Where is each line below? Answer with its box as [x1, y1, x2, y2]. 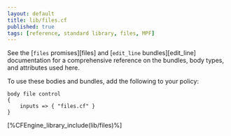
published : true [7, 23, 55, 30]
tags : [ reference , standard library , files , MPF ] [7, 29, 155, 37]
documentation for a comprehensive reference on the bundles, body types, [7, 56, 224, 65]
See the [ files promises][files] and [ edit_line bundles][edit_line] [7, 49, 196, 57]
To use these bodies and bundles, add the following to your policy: [7, 77, 199, 86]
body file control [7, 91, 61, 98]
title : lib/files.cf [7, 17, 68, 24]
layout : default [7, 10, 55, 17]
